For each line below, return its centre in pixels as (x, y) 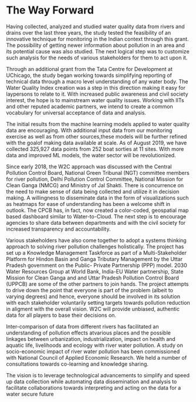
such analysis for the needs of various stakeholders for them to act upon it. (97, 58)
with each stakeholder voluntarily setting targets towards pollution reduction (98, 302)
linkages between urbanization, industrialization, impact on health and (91, 339)
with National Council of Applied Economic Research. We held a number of (97, 357)
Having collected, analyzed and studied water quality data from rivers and (95, 26)
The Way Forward (50, 10)
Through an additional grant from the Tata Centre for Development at (89, 69)
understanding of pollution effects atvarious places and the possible (89, 333)
